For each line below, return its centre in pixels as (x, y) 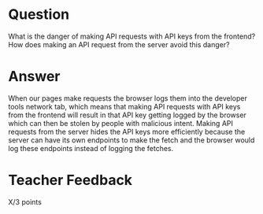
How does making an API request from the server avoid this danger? (119, 44)
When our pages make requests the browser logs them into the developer (128, 98)
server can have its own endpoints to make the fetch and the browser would (131, 140)
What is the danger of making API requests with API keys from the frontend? (132, 36)
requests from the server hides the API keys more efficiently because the (127, 131)
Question (39, 15)
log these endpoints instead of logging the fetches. (91, 148)
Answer (34, 77)
